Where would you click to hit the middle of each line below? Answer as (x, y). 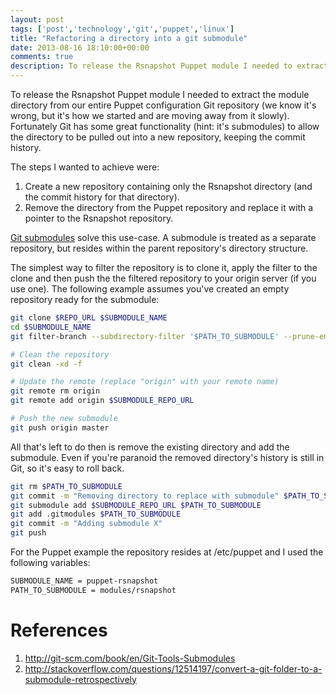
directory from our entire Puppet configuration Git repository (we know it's (163, 105)
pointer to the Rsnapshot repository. (99, 218)
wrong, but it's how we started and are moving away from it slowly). (150, 115)
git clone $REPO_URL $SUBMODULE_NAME (89, 318)
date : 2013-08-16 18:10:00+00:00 (80, 47)
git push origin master (60, 427)
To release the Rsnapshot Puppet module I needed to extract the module (160, 94)
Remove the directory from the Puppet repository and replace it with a (169, 207)
